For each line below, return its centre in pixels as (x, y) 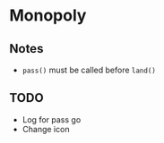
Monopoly (48, 16)
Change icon (46, 129)
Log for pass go (52, 119)
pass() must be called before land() (89, 70)
